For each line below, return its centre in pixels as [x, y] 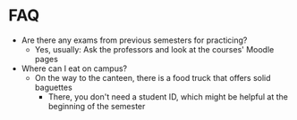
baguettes [53, 87]
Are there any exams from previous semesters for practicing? [134, 40]
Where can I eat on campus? [74, 68]
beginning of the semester [97, 106]
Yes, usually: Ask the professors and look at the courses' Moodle [154, 49]
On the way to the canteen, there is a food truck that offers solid [153, 77]
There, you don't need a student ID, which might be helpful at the [168, 96]
